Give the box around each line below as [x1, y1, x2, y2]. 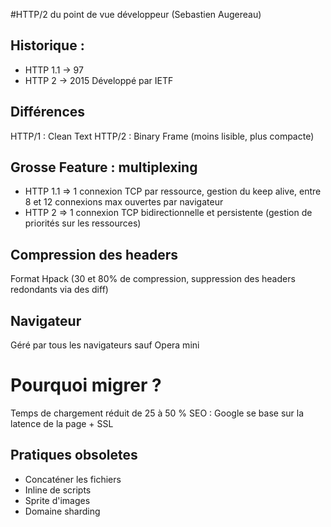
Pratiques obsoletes [10, 447, 138, 464]
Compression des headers [10, 246, 179, 263]
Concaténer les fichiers [24, 473, 122, 485]
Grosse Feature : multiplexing [10, 159, 198, 176]
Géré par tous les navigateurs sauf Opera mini [10, 339, 200, 351]
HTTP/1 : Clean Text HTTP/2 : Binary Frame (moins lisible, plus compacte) [10, 130, 315, 142]
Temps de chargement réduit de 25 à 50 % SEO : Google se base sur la [10, 407, 305, 419]
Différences [10, 104, 86, 121]
